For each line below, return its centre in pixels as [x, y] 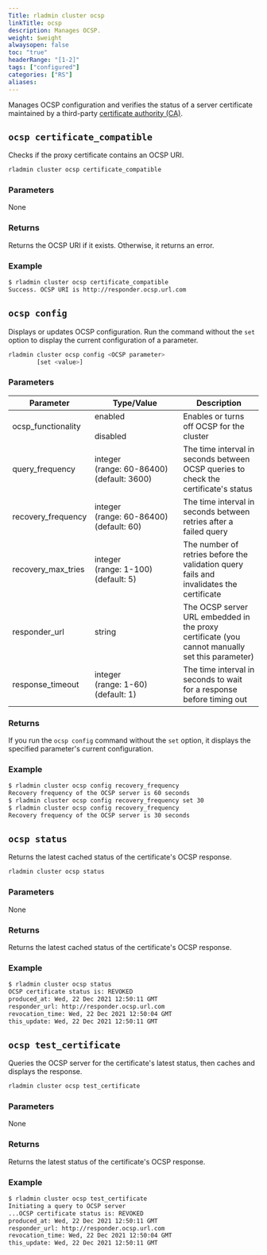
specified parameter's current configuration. [81, 748]
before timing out [215, 699]
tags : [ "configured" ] [44, 68]
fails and [199, 574]
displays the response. [45, 1072]
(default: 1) [115, 694]
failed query [205, 531]
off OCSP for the [214, 426]
